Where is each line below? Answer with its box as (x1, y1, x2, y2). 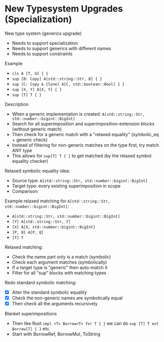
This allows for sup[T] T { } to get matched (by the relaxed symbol (12, 153, 151, 159)
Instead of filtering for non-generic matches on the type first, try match (12, 142, 159, 148)
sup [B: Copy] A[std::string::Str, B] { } (12, 76, 102, 81)
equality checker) (12, 158, 49, 164)
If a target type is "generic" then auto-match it (12, 264, 108, 270)
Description (5, 101, 29, 107)
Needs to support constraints (12, 51, 73, 57)
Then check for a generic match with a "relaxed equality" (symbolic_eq (12, 131, 159, 137)
